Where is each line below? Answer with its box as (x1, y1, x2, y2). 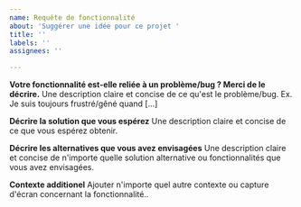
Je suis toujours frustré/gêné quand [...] (9, 98, 158, 109)
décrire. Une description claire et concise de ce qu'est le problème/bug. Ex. (9, 89, 293, 100)
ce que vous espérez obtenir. (9, 125, 118, 136)
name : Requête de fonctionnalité (9, 13, 136, 22)
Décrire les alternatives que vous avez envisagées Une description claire (9, 143, 287, 154)
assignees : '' (9, 47, 63, 56)
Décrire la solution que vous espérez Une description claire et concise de (9, 116, 287, 127)
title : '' (9, 30, 47, 39)
